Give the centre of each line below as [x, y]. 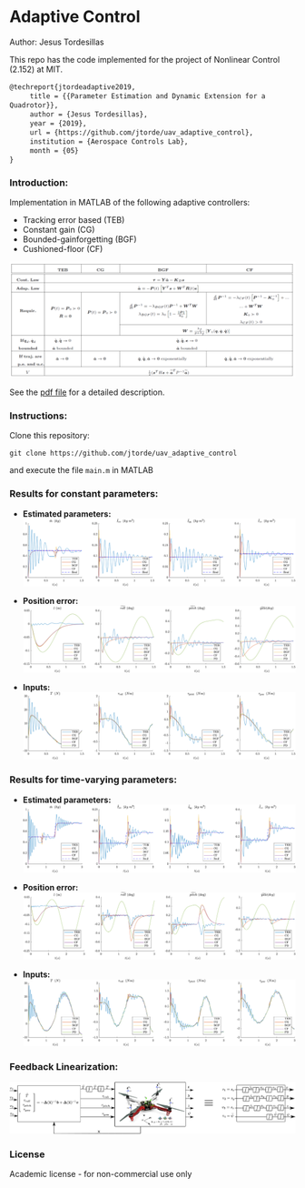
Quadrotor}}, [34, 105]
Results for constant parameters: [84, 494]
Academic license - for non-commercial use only [101, 1174]
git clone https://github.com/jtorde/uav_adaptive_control [123, 453]
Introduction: [39, 182]
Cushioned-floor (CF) [63, 249]
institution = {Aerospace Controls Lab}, [109, 141]
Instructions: [39, 416]
